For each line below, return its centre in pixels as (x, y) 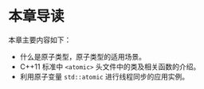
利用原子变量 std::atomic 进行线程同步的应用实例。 (104, 76)
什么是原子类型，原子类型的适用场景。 (82, 56)
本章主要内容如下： (40, 40)
